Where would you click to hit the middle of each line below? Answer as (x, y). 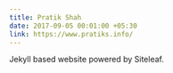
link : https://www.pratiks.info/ (71, 34)
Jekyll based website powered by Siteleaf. (87, 60)
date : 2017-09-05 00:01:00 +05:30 (74, 26)
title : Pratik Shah (45, 17)
